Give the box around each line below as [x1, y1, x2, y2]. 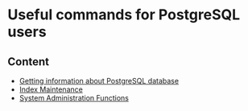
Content [7, 55, 50, 68]
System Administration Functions [19, 93, 130, 102]
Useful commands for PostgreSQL [7, 6, 241, 24]
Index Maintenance [19, 84, 84, 94]
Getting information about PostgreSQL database [19, 76, 179, 85]
